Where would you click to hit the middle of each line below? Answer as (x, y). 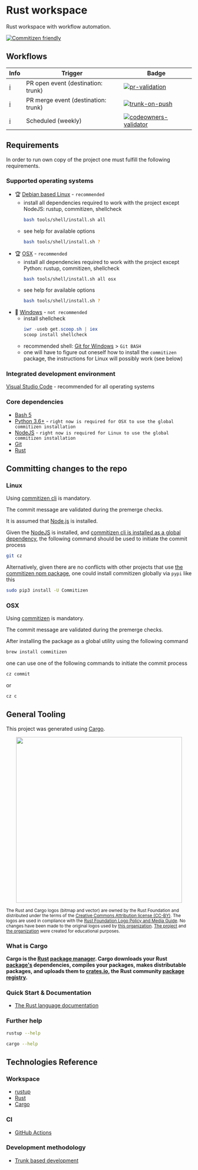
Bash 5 (23, 415)
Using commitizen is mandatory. (45, 618)
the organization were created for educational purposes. (63, 931)
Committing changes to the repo (67, 469)
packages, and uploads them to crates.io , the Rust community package (95, 971)
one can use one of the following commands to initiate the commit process (97, 663)
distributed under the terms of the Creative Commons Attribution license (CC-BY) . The (93, 915)
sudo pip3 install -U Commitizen (47, 591)
